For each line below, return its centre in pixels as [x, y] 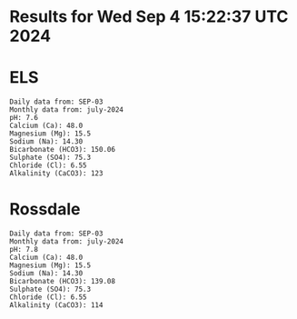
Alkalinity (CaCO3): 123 [56, 174]
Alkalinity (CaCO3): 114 [56, 305]
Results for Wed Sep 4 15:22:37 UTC [149, 17]
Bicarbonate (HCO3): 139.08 [63, 282]
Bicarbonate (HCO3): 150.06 [63, 150]
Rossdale [45, 209]
